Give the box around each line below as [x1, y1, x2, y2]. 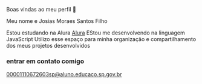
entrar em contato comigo [6, 57, 85, 65]
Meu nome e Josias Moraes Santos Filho [6, 18, 108, 24]
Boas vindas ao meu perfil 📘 [6, 6, 77, 13]
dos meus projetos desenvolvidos [6, 42, 91, 49]
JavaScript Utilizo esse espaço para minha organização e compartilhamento [6, 36, 197, 42]
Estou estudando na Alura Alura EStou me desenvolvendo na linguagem [6, 29, 186, 36]
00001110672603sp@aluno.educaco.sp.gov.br [6, 71, 122, 78]
